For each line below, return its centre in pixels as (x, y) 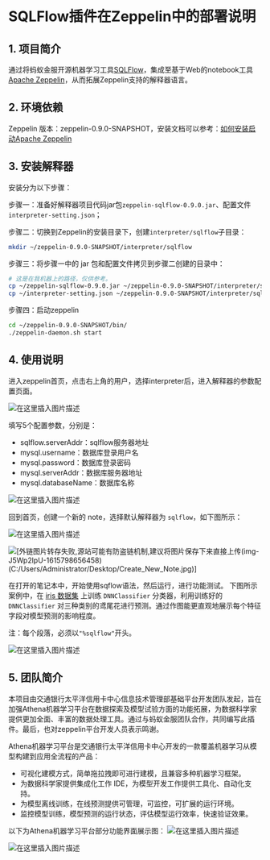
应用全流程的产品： (68, 756)
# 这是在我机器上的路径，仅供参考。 (60, 279)
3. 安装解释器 (41, 166)
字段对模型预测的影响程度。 (54, 615)
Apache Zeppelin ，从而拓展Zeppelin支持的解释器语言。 (100, 80)
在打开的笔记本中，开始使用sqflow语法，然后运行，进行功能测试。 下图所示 (133, 585)
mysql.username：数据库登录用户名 (79, 452)
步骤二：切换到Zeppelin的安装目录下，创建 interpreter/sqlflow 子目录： (127, 231)
